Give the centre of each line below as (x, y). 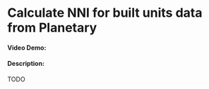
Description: (26, 64)
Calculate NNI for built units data (105, 13)
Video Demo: (27, 48)
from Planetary (52, 28)
